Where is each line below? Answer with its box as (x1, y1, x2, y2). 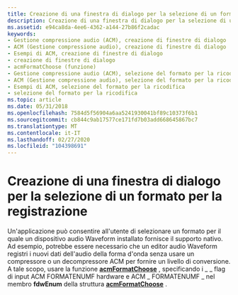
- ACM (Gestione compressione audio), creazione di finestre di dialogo (7, 43, 227, 50)
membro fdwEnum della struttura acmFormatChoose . (7, 280, 168, 289)
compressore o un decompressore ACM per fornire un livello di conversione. (7, 257, 231, 266)
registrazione (7, 203, 88, 220)
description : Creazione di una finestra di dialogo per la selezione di (7, 17, 227, 24)
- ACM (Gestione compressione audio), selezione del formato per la (7, 76, 214, 84)
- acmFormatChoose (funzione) (7, 63, 97, 70)
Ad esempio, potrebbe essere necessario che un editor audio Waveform (7, 242, 217, 251)
